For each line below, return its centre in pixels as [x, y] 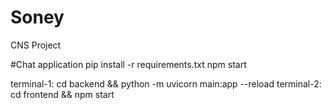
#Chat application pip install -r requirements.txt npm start [128, 64]
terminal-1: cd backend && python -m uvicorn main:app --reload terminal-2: [166, 83]
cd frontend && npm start [62, 94]
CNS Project [36, 45]
